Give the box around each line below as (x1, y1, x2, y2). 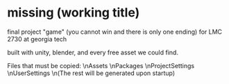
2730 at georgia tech (7, 34, 67, 43)
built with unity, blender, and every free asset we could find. (7, 48, 179, 56)
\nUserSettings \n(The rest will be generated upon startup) (7, 69, 176, 77)
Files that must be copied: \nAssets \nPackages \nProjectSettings (7, 61, 195, 70)
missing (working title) (7, 5, 140, 21)
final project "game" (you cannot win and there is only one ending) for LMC (7, 28, 223, 36)
